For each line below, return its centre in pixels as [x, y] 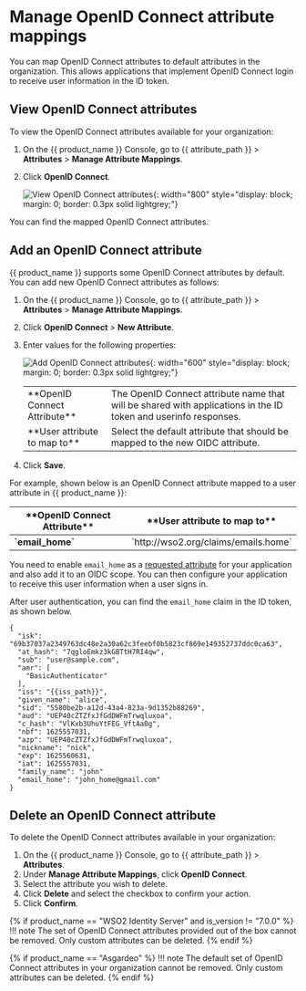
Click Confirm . [51, 903]
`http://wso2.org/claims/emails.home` [212, 542]
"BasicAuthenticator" [66, 676]
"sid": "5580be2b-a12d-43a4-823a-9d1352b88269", [112, 708]
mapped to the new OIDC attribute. [185, 443]
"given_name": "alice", [62, 700]
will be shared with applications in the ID [197, 405]
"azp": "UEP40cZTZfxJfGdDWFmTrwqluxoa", [95, 740]
